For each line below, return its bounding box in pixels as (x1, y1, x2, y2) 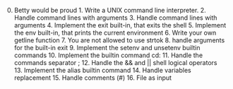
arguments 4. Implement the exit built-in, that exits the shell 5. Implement (13, 21, 227, 29)
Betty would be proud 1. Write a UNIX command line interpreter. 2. (13, 6, 206, 14)
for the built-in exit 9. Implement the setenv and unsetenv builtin (13, 44, 201, 52)
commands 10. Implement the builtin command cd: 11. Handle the (13, 51, 203, 59)
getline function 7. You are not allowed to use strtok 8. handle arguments (13, 36, 225, 44)
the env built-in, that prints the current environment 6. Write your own (13, 28, 217, 37)
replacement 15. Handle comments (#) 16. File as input (13, 73, 172, 82)
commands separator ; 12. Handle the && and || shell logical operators (13, 59, 217, 66)
